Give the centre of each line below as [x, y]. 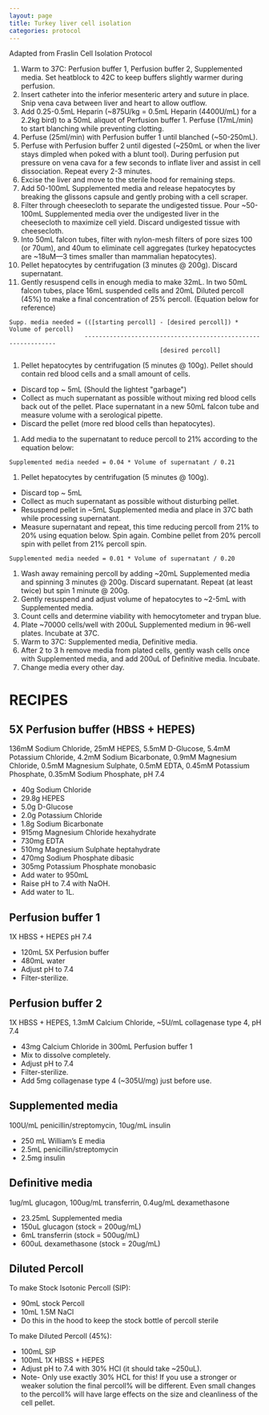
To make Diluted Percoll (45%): [60, 1336]
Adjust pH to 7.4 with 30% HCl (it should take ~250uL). [111, 1368]
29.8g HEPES [42, 799]
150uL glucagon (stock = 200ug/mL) [81, 1226]
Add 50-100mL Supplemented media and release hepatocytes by [128, 189]
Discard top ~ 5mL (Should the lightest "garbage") [104, 389]
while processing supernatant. [70, 518]
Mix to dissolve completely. [66, 1055]
